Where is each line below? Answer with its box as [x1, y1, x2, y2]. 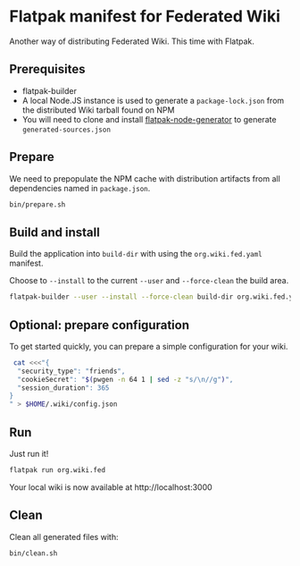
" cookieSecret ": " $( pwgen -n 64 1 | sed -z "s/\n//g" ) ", [17, 375, 234, 384]
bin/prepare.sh [9, 199, 66, 209]
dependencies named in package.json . [9, 182, 151, 193]
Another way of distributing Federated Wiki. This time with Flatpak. [9, 36, 254, 46]
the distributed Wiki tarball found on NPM [21, 105, 175, 115]
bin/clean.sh [9, 548, 58, 558]
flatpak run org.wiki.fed [9, 466, 105, 475]
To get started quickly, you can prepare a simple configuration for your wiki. [9, 341, 288, 351]
